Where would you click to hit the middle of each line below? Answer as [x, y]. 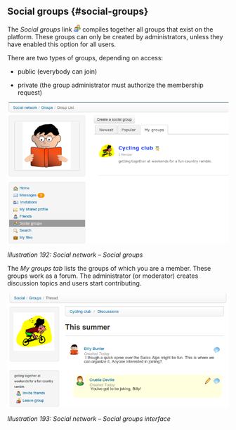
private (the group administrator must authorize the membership [110, 85]
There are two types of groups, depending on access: [85, 58]
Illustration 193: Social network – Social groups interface [89, 418]
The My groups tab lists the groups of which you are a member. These [109, 269]
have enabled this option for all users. [62, 44]
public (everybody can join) [57, 71]
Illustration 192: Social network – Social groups [75, 255]
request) [30, 92]
